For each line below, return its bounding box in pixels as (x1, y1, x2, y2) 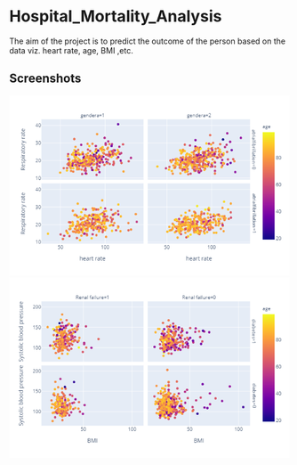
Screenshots (9, 71, 82, 86)
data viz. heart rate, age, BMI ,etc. (9, 45, 133, 55)
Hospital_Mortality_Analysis (9, 6, 222, 27)
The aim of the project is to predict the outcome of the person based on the (9, 36, 286, 46)
